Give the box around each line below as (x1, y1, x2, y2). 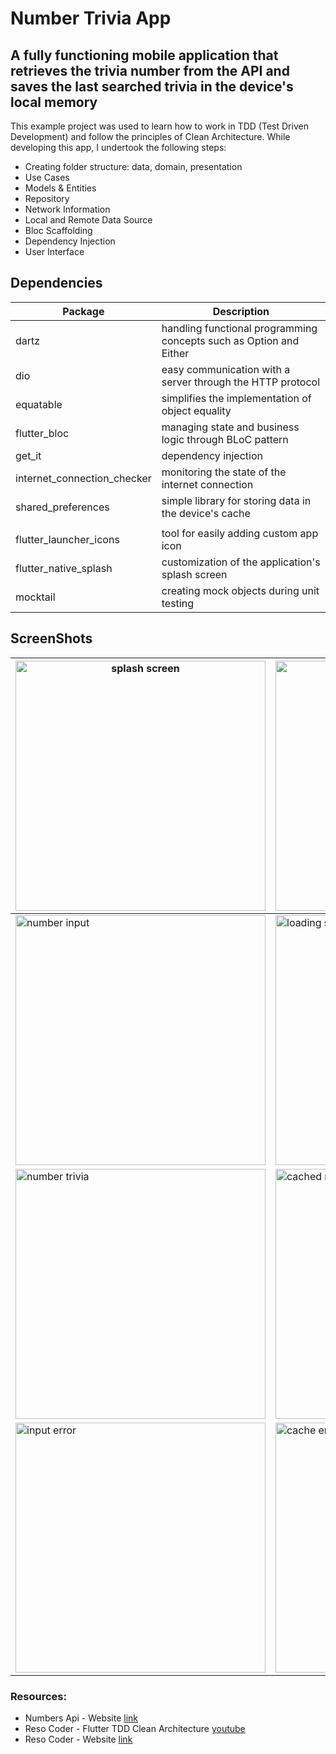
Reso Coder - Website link (24, 1733, 133, 1745)
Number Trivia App (10, 7, 172, 30)
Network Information (24, 203, 111, 215)
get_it (15, 448, 42, 462)
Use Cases (24, 172, 70, 183)
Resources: (10, 1689, 67, 1703)
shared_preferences (15, 500, 110, 514)
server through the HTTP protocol (161, 375, 320, 389)
